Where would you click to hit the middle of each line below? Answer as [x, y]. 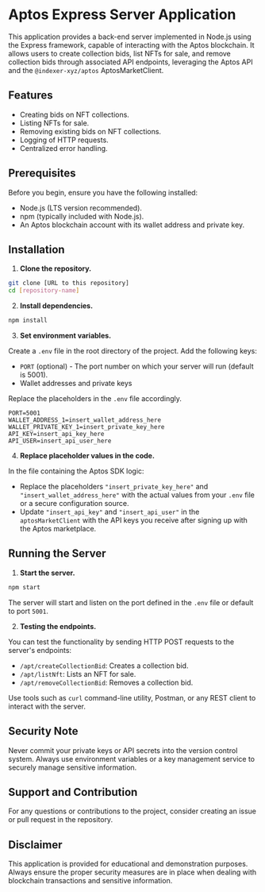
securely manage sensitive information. [73, 767]
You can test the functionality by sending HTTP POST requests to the [121, 642]
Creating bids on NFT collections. [74, 114]
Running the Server [57, 554]
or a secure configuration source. [74, 503]
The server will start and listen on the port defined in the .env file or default [131, 602]
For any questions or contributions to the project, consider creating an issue [132, 811]
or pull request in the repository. [61, 820]
